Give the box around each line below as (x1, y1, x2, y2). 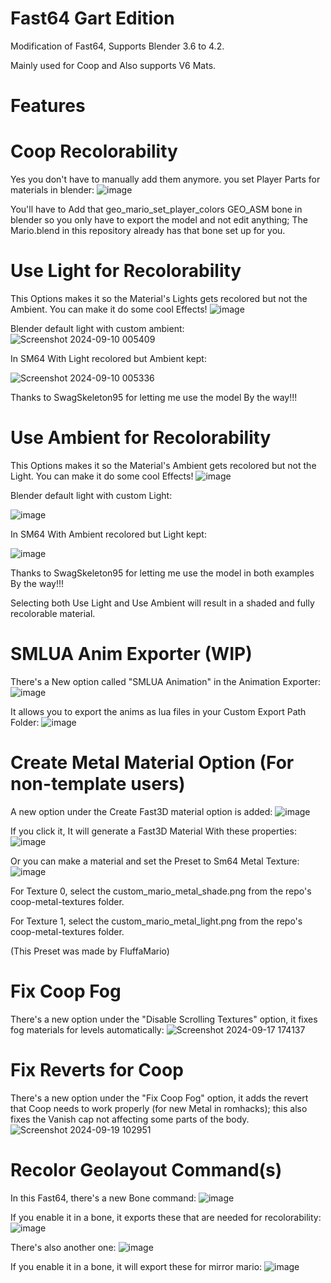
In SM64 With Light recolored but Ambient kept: (10, 353, 207, 364)
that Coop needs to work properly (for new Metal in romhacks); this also (10, 1102, 308, 1114)
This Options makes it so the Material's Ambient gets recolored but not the (10, 459, 317, 471)
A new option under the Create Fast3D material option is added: (10, 805, 273, 817)
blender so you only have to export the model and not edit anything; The (10, 214, 308, 226)
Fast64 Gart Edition (10, 7, 175, 30)
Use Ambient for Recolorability (10, 427, 272, 449)
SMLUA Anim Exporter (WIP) (10, 643, 253, 666)
